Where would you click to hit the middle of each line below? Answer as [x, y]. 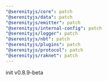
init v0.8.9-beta [24, 72]
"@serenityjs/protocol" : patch [44, 50]
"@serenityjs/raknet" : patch [42, 56]
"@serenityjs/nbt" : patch [38, 39]
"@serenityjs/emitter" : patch [43, 22]
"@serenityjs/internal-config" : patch [54, 28]
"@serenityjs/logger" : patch [42, 34]
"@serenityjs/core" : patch [39, 12]
